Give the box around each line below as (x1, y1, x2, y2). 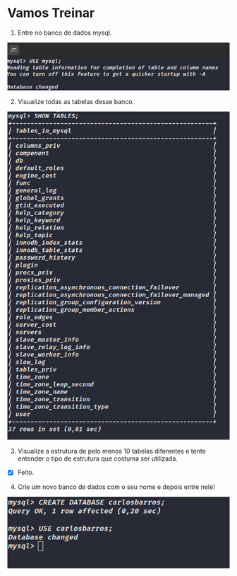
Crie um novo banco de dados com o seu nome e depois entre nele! (17, 483, 215, 491)
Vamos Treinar (7, 5, 95, 21)
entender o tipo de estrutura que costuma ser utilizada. (17, 454, 178, 463)
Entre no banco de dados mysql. (17, 28, 112, 37)
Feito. (17, 468, 34, 477)
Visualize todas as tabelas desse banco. (17, 97, 135, 105)
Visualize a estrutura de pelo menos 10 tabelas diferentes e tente (17, 447, 206, 456)
